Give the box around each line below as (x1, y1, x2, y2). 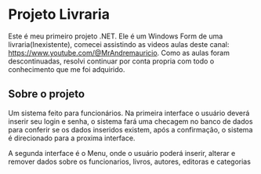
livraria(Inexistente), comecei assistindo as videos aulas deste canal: (8, 39, 230, 49)
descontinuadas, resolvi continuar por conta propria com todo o (8, 56, 215, 66)
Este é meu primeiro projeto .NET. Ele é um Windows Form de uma (8, 31, 223, 41)
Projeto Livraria (8, 5, 110, 24)
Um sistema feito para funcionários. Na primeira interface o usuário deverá (8, 108, 250, 118)
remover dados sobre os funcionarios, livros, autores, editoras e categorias (8, 157, 251, 166)
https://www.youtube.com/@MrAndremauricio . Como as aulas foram (8, 48, 230, 57)
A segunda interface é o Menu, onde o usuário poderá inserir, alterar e (8, 148, 236, 158)
